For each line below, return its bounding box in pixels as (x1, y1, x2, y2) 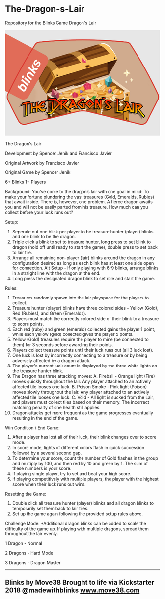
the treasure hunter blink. (12, 368, 64, 374)
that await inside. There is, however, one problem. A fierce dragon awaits (5, 199, 153, 205)
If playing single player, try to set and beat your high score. (12, 470, 132, 476)
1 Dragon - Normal (5, 540, 43, 546)
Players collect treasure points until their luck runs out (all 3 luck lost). (12, 347, 154, 353)
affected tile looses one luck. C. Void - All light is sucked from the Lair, (12, 394, 155, 400)
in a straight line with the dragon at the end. (12, 270, 101, 276)
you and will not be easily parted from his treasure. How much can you (5, 204, 148, 210)
